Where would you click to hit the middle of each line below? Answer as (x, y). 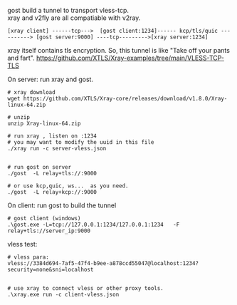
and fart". (21, 58)
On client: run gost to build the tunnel (62, 205)
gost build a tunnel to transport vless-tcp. (68, 10)
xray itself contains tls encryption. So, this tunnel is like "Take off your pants (118, 50)
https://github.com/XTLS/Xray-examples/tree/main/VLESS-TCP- (130, 58)
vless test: (22, 244)
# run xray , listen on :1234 (52, 136)
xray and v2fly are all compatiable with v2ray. (74, 18)
